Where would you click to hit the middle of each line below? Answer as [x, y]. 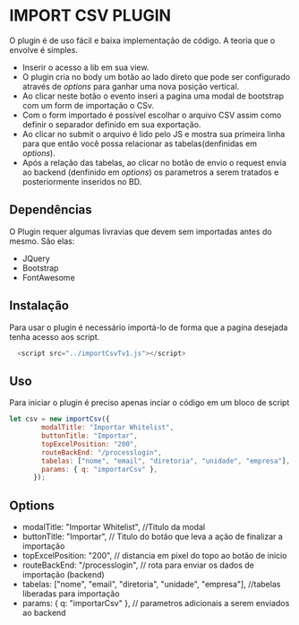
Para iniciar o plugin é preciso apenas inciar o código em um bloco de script [149, 403]
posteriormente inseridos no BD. [82, 181]
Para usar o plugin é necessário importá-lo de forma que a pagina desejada [149, 327]
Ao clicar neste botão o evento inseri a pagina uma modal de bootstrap [153, 96]
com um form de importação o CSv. [88, 105]
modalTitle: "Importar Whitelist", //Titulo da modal [114, 527]
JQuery [36, 258]
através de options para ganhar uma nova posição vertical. [131, 86]
